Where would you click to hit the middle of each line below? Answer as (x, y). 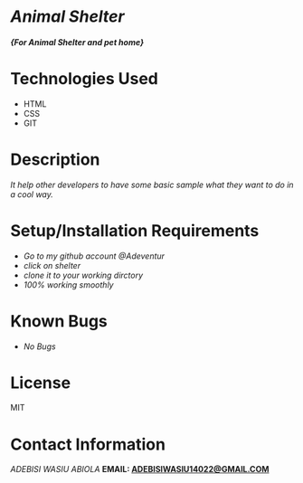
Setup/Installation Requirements (135, 230)
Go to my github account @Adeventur (94, 256)
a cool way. (32, 194)
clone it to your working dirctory (83, 275)
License (41, 383)
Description (55, 159)
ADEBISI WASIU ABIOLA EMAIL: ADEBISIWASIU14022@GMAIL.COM (140, 469)
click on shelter (52, 265)
